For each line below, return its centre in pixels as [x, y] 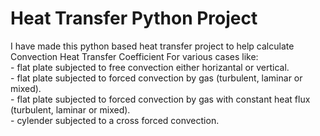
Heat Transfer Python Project [134, 18]
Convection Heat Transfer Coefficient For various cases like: [134, 56]
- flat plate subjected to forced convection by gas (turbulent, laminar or [156, 78]
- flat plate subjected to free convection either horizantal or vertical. [150, 67]
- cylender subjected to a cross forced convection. [115, 120]
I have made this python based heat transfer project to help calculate [152, 46]
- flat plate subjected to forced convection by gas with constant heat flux [160, 99]
